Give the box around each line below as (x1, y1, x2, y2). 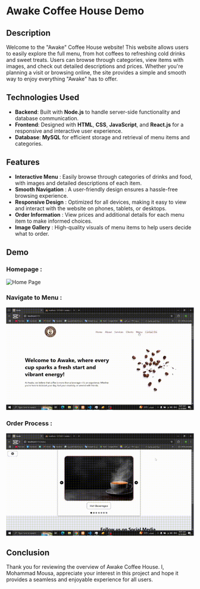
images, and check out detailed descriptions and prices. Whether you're (6, 63, 183, 70)
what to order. (14, 230, 49, 237)
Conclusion (6, 547, 50, 557)
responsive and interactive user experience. (14, 127, 123, 135)
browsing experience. (14, 192, 68, 199)
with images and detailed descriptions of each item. (14, 179, 142, 186)
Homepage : (6, 265, 43, 273)
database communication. (14, 114, 79, 121)
